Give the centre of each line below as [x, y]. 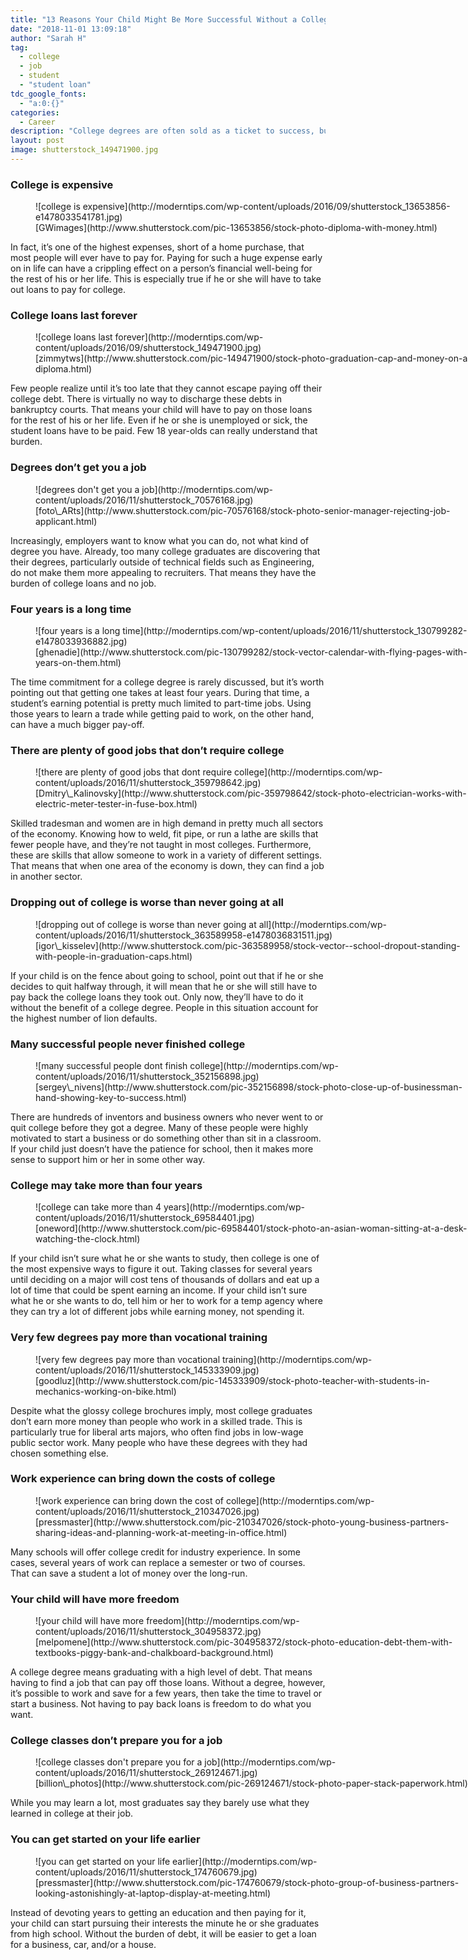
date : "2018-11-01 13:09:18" [71, 29]
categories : [35, 112]
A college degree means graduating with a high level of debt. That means [161, 1672]
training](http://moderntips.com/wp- [297, 1359]
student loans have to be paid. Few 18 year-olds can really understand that [164, 431]
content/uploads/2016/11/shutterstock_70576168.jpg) [144, 500]
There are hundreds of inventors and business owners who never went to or [167, 1117]
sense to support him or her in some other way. [108, 1159]
